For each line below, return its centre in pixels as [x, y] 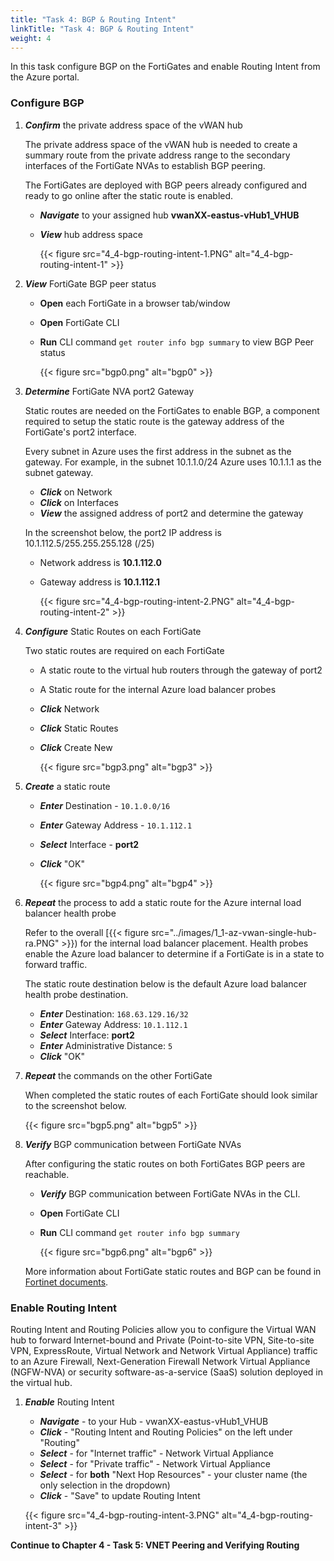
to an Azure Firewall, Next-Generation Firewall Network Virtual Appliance [160, 1361]
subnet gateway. [59, 472]
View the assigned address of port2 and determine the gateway [171, 513]
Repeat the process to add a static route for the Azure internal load [163, 902]
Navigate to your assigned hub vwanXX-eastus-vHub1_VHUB [169, 215]
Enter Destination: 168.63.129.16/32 [114, 1013]
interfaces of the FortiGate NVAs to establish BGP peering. [145, 165]
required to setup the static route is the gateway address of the [154, 421]
